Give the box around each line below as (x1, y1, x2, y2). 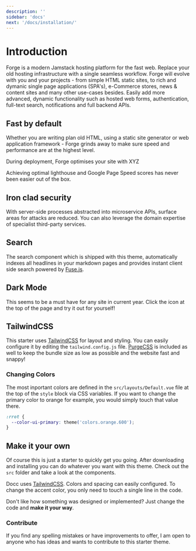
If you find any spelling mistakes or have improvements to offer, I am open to (6, 532, 191, 539)
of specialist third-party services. (6, 221, 87, 228)
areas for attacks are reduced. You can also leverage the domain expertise (6, 214, 186, 221)
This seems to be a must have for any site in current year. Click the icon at (6, 298, 185, 305)
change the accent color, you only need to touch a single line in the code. (6, 486, 183, 493)
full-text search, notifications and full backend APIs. (6, 102, 131, 109)
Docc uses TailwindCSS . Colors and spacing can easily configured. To (6, 481, 176, 488)
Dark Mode (6, 283, 47, 293)
